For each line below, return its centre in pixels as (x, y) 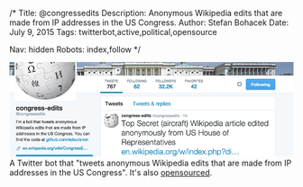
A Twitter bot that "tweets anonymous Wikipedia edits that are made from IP (151, 163)
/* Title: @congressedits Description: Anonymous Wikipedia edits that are (146, 13)
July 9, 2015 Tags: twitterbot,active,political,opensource (114, 32)
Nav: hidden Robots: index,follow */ (75, 49)
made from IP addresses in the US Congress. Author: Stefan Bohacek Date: (149, 22)
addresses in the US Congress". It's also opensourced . (111, 173)
